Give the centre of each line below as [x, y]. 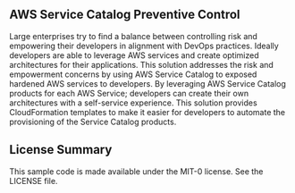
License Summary [61, 150]
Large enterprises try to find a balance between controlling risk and [133, 36]
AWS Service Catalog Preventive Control [125, 15]
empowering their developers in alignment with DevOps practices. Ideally [144, 46]
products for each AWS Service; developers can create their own [129, 93]
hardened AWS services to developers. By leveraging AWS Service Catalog [147, 83]
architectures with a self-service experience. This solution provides [133, 103]
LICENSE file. [34, 180]
